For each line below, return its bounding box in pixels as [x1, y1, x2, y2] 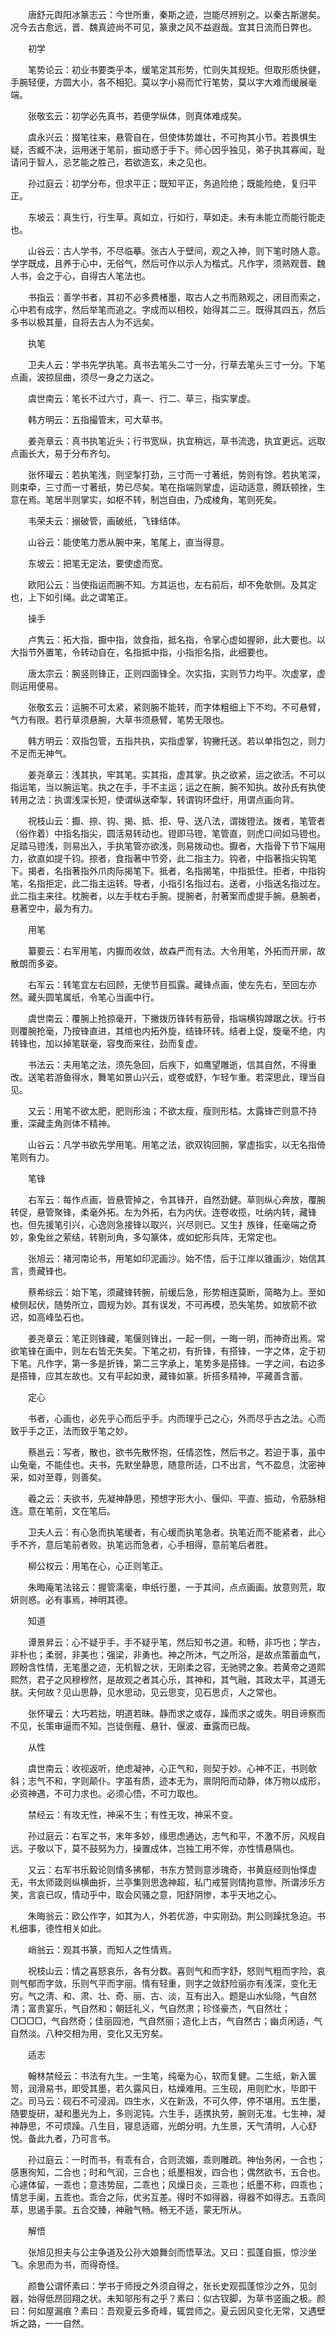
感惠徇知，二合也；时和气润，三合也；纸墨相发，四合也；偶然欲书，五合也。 [10, 2166, 326, 2178]
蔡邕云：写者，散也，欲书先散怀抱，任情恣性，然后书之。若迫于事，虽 [27, 1446, 317, 1458]
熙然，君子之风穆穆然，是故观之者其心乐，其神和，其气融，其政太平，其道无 [10, 1674, 326, 1685]
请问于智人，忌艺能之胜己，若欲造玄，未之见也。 [10, 156, 212, 168]
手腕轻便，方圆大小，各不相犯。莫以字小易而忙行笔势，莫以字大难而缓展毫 [10, 76, 317, 88]
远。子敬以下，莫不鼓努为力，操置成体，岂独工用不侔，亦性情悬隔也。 [10, 1843, 300, 1854]
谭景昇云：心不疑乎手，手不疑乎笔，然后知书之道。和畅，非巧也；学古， [27, 1636, 326, 1648]
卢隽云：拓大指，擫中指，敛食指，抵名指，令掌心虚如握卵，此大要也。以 [27, 634, 326, 645]
